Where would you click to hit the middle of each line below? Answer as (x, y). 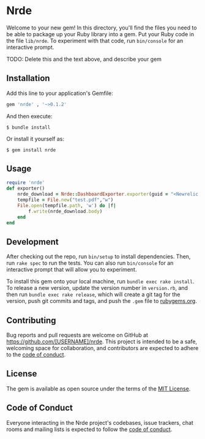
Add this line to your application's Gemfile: (60, 93)
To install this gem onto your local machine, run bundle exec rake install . (100, 281)
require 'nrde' (26, 183)
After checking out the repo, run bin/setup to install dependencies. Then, (99, 257)
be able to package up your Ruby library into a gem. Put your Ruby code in (100, 34)
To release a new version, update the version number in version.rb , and (97, 288)
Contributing (31, 320)
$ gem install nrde (31, 150)
